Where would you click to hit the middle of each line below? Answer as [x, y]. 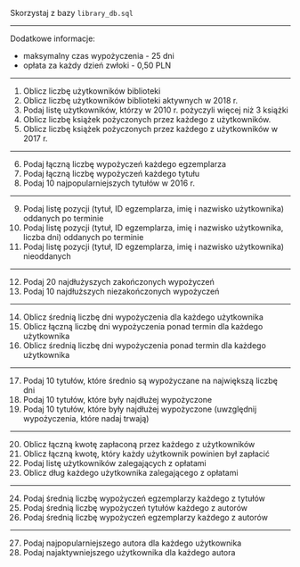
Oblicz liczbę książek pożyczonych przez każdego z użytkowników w [150, 129]
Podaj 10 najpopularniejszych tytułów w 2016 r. [109, 183]
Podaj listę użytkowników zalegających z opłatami [115, 463]
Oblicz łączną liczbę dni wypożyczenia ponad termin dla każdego [143, 326]
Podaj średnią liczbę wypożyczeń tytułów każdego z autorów [135, 508]
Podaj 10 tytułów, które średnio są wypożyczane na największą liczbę [150, 380]
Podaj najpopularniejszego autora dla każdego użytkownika [132, 543]
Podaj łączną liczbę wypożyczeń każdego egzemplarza [124, 164]
